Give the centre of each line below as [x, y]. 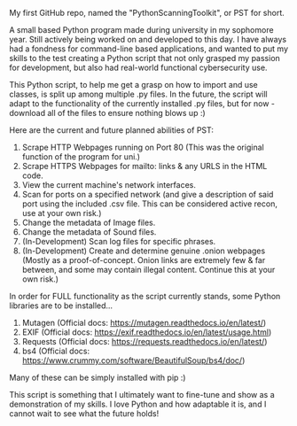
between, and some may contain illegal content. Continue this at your [148, 270]
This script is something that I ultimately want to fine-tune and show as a [142, 395]
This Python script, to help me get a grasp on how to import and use [134, 85]
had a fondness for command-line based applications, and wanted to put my [149, 49]
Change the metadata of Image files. [89, 222]
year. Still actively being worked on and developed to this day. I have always [148, 39]
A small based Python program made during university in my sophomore [141, 30]
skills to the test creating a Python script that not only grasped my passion [145, 58]
